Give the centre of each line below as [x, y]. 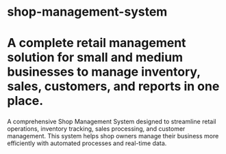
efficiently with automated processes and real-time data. [87, 143]
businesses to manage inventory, [104, 72]
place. [25, 101]
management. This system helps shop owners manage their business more [113, 136]
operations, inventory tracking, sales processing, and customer [96, 129]
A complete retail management [97, 43]
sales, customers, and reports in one [113, 87]
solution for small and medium [95, 58]
